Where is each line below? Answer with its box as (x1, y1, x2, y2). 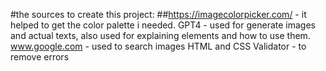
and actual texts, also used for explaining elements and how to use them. (10, 30, 311, 41)
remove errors (10, 51, 70, 63)
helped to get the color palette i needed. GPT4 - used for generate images (10, 19, 316, 31)
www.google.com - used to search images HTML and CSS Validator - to (10, 40, 307, 52)
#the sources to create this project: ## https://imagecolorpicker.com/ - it (10, 9, 307, 20)
